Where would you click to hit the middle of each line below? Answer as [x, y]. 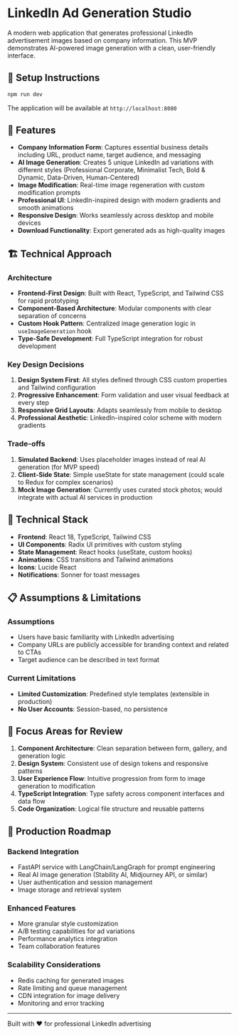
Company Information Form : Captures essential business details [113, 147]
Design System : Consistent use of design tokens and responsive [113, 764]
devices [29, 223]
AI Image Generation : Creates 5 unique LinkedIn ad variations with [116, 162]
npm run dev [25, 94]
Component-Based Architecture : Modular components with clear [115, 308]
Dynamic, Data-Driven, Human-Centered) [79, 178]
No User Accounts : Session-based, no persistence [93, 709]
